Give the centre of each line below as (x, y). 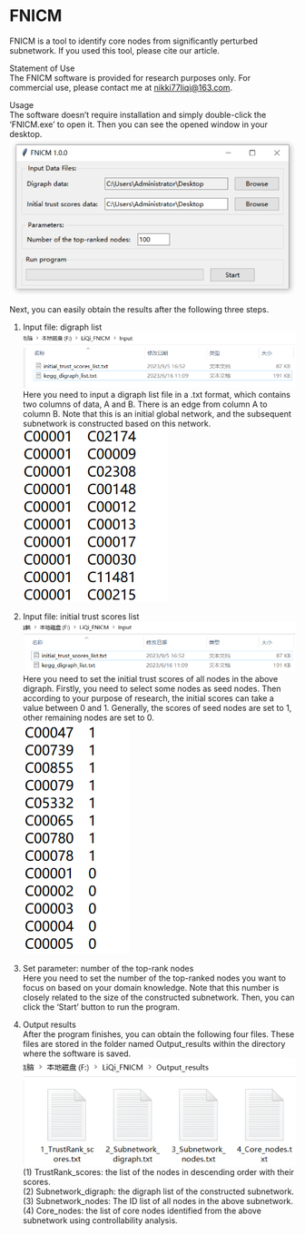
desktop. (26, 133)
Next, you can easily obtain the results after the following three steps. (139, 309)
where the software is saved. (77, 1053)
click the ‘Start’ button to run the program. (101, 1007)
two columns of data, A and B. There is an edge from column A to (145, 404)
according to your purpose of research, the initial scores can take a (148, 698)
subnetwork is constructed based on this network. (117, 423)
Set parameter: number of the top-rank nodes (108, 968)
